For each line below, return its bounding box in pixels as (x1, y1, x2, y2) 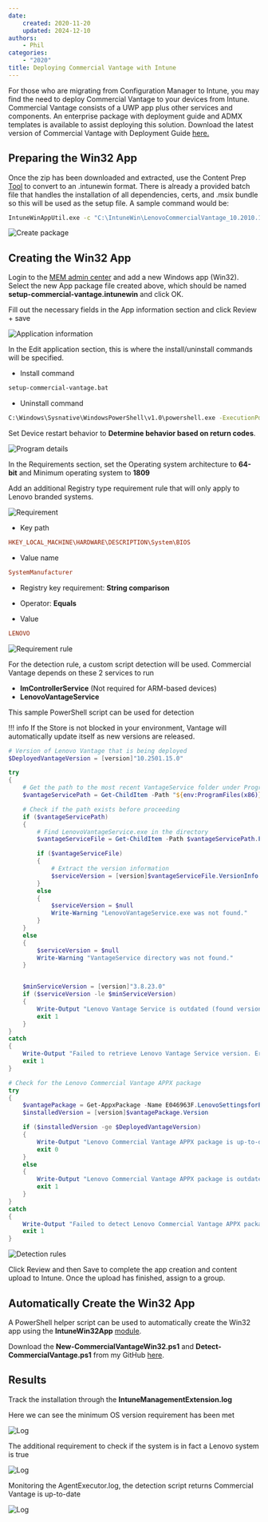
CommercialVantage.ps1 (8, 1350, 92, 1360)
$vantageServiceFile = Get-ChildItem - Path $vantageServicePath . (37, 835, 259, 843)
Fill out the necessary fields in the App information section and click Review (8, 305, 257, 314)
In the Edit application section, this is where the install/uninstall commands (8, 345, 253, 354)
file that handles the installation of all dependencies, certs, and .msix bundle (8, 190, 258, 199)
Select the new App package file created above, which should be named (8, 281, 247, 290)
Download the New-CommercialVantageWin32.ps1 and (8, 1341, 194, 1351)
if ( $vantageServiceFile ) (37, 850, 124, 858)
